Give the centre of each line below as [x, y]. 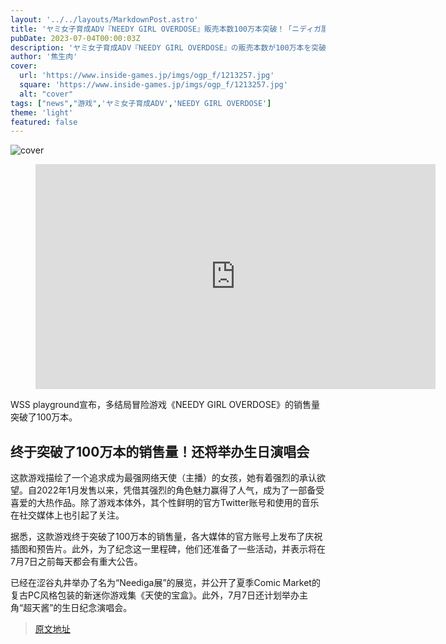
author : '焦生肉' [44, 57]
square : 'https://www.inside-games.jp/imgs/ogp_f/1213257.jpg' [153, 85]
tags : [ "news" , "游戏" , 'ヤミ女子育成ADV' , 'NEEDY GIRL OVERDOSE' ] [141, 103]
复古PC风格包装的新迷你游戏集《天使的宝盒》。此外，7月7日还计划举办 [155, 595]
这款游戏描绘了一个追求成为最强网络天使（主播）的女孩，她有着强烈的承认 [163, 478]
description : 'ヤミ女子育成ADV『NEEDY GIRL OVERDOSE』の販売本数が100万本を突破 [168, 47]
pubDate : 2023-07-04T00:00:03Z [75, 38]
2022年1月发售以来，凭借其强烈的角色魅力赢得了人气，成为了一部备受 [180, 490]
